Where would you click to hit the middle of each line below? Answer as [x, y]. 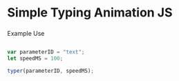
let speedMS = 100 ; [35, 58]
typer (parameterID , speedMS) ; [51, 71]
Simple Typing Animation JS [90, 13]
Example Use [26, 34]
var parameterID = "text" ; [46, 52]
